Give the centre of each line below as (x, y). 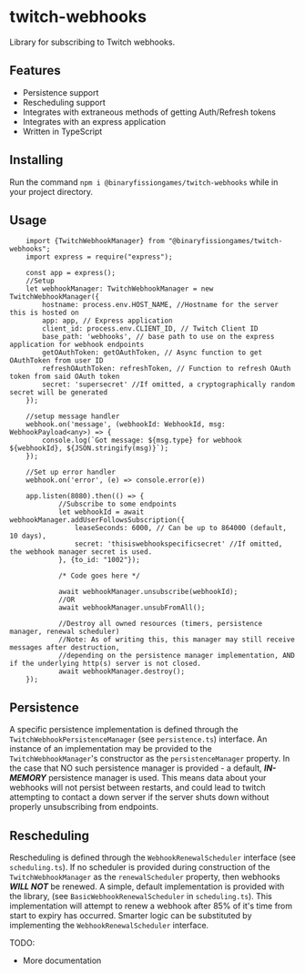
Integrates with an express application (94, 121)
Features (35, 71)
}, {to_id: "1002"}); (99, 560)
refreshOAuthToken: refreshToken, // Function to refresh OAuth (167, 369)
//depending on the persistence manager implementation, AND (177, 656)
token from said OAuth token (65, 377)
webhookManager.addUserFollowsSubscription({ (97, 520)
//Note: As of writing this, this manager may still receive (177, 640)
